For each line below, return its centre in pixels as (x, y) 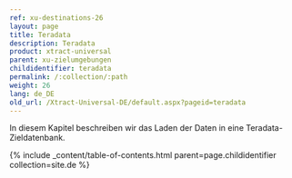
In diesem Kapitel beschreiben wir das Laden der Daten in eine (126, 128)
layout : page (34, 26)
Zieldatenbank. (37, 138)
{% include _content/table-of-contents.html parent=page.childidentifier (143, 155)
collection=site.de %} (50, 165)
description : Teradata (52, 43)
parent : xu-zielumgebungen (60, 60)
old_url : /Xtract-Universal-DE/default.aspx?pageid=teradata (128, 102)
